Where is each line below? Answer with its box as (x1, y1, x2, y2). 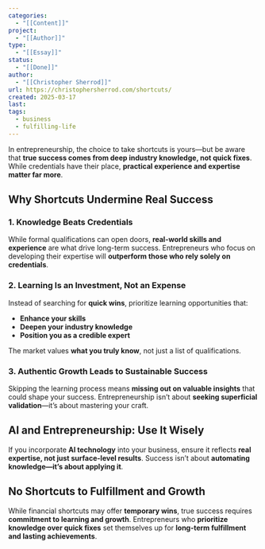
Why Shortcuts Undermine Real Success (8, 193, 213, 207)
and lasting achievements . (8, 531, 98, 541)
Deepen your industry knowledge (19, 321, 133, 331)
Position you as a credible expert (19, 330, 131, 340)
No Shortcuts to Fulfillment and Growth (8, 485, 205, 498)
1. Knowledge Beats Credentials (8, 216, 133, 228)
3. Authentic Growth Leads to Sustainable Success (8, 365, 208, 376)
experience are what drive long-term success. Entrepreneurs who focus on (8, 243, 255, 253)
